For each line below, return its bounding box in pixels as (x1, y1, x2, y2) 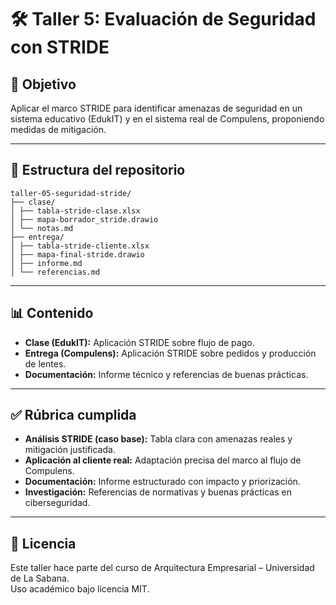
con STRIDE (10, 36, 110, 59)
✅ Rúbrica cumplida (10, 407, 137, 424)
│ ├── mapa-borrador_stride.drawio (10, 214, 159, 225)
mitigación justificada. (24, 444, 116, 456)
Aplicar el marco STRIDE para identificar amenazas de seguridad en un (10, 102, 303, 114)
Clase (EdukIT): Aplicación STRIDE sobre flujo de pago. (24, 336, 255, 348)
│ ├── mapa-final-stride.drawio (10, 249, 145, 260)
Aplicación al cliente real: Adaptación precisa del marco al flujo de (24, 454, 302, 466)
